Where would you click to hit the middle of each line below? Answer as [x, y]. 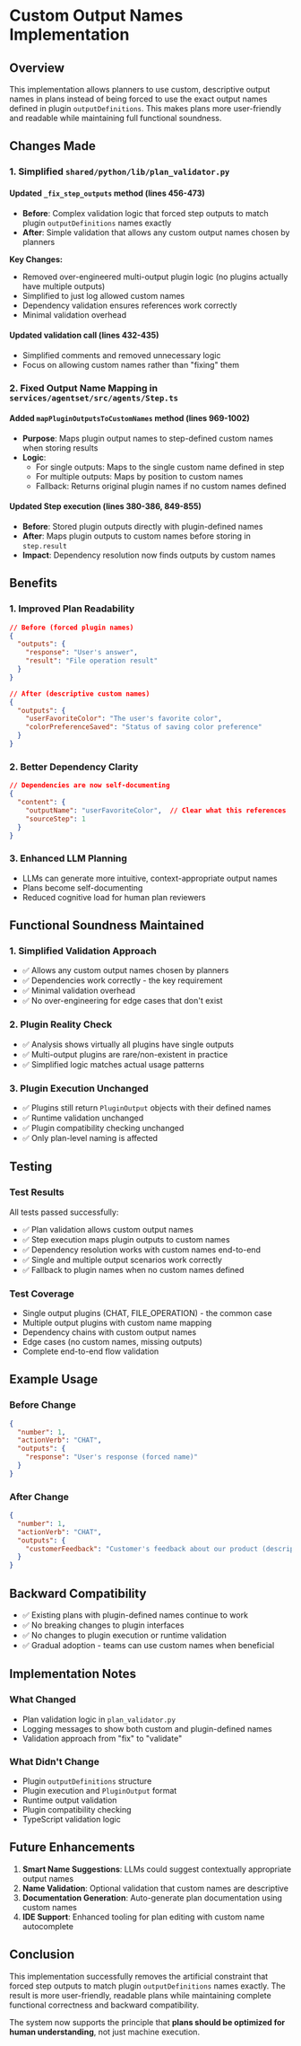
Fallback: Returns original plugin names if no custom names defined [161, 486]
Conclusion [42, 1955]
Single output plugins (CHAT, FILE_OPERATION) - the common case [147, 1313]
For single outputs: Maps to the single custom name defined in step [160, 467]
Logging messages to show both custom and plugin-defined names [147, 1728]
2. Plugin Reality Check [61, 1024]
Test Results [37, 1192]
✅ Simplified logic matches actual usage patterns [113, 1064]
